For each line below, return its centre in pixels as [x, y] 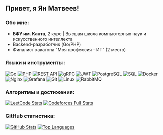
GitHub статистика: [30, 116]
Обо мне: [17, 23]
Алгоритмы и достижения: [40, 92]
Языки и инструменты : [36, 62]
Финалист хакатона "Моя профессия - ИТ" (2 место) [69, 49]
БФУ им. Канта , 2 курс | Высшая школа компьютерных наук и [79, 33]
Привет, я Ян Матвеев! [42, 8]
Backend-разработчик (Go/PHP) [47, 44]
